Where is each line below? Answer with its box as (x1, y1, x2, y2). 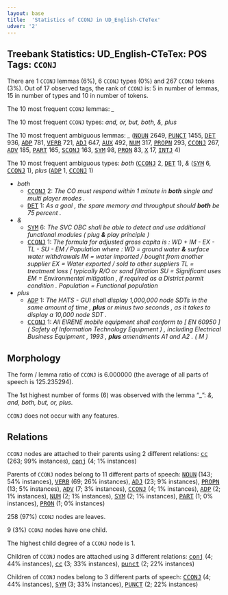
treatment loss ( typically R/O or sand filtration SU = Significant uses (27, 267, 221, 275)
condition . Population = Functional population (27, 281, 159, 290)
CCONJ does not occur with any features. (7, 412, 120, 420)
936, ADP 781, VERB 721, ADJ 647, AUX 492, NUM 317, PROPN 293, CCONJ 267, (7, 138, 220, 147)
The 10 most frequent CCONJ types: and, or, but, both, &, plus (7, 118, 177, 127)
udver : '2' (7, 23, 38, 29)
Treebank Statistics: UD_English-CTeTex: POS (7, 48, 207, 60)
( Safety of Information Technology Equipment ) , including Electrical (27, 325, 221, 333)
